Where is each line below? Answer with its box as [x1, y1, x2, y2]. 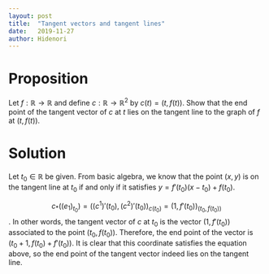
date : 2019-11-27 [8, 27, 75, 35]
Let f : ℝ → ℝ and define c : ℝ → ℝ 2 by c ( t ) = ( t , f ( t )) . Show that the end [8, 97, 248, 107]
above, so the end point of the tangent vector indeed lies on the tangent [8, 249, 249, 259]
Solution [8, 144, 67, 163]
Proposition [8, 70, 89, 88]
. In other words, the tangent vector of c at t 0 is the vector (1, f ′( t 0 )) [8, 217, 231, 228]
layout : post [8, 11, 53, 20]
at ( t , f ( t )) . [8, 115, 41, 125]
